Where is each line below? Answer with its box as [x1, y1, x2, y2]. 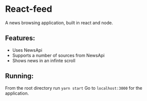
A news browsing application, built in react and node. [5, 20, 113, 26]
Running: [5, 72, 34, 80]
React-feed [5, 3, 53, 15]
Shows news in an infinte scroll [12, 58, 75, 64]
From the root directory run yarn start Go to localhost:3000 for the [5, 85, 143, 91]
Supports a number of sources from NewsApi [12, 52, 105, 58]
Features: [5, 34, 36, 42]
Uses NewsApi [12, 47, 43, 53]
